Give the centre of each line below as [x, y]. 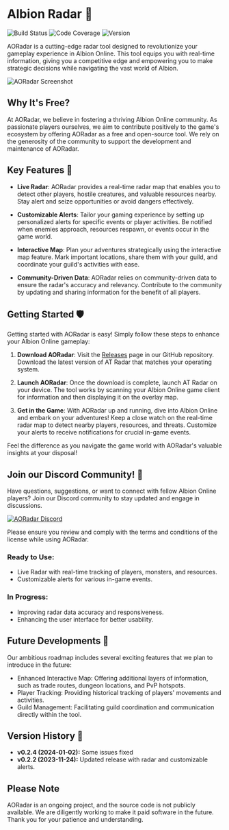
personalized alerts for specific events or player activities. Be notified [114, 221]
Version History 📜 [45, 736]
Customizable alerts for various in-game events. [85, 579]
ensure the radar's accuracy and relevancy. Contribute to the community [119, 284]
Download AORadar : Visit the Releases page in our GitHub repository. [115, 355]
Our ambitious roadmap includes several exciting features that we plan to [110, 657]
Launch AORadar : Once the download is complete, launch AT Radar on [117, 382]
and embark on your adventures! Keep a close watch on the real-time [115, 418]
